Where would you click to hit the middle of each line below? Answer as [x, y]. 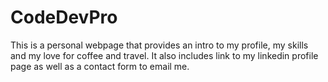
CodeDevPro [64, 17]
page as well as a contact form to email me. [100, 66]
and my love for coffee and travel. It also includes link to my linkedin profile [164, 55]
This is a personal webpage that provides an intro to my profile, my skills [159, 45]
